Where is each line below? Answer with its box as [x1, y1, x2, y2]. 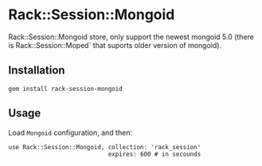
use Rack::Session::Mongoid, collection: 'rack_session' [8, 143, 201, 151]
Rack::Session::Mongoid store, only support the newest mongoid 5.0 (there [8, 32, 255, 41]
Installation [8, 64, 65, 77]
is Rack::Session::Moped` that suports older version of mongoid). [8, 40, 221, 49]
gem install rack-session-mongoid [8, 85, 123, 93]
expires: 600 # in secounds [108, 150, 201, 158]
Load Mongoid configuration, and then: [8, 128, 133, 137]
